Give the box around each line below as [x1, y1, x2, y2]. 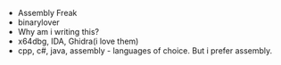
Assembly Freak [17, 8, 78, 18]
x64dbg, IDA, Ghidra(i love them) [17, 36, 139, 46]
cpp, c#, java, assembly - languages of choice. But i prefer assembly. [17, 45, 273, 56]
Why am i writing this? [17, 27, 100, 37]
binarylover [17, 17, 60, 28]
